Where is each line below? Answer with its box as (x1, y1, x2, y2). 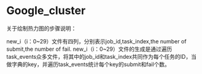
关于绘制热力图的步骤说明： (6, 24, 77, 32)
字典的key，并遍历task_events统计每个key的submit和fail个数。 (11, 61, 171, 68)
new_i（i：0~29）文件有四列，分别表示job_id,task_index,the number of (6, 37, 187, 45)
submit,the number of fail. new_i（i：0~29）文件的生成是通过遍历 (6, 45, 173, 53)
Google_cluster (6, 4, 86, 18)
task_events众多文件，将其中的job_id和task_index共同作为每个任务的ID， (6, 53, 192, 60)
